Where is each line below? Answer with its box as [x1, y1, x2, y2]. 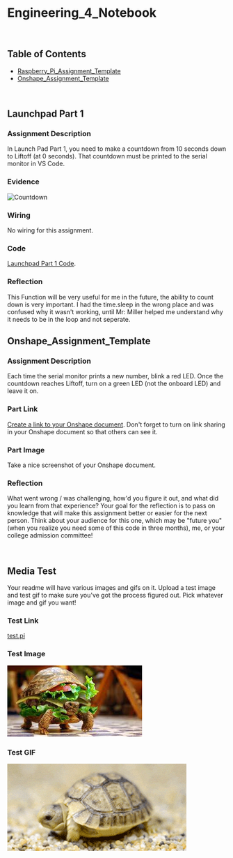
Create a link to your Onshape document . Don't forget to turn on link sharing [7, 420, 226, 429]
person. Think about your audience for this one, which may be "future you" [7, 517, 223, 525]
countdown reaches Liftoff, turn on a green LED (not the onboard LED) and [7, 379, 221, 388]
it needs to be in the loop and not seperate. [7, 315, 131, 323]
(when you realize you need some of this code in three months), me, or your [7, 524, 225, 532]
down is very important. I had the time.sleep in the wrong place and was [7, 300, 214, 309]
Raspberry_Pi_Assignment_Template [17, 66, 121, 75]
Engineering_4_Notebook [7, 5, 157, 21]
